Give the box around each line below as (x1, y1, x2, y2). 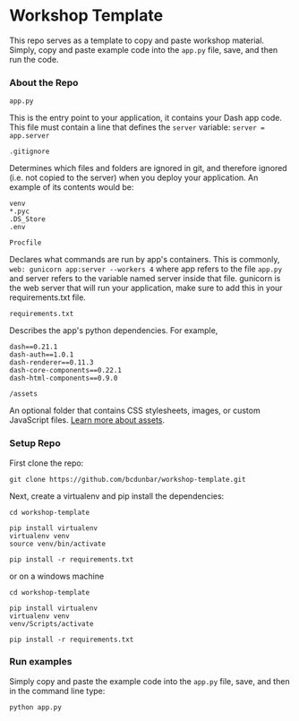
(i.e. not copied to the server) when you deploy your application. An (9, 172, 259, 184)
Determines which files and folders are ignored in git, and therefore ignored (9, 163, 288, 174)
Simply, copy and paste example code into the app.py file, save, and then (9, 44, 278, 55)
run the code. (9, 54, 59, 64)
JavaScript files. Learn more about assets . (9, 415, 166, 425)
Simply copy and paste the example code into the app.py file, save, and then (9, 675, 290, 686)
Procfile (9, 238, 42, 247)
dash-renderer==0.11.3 (9, 358, 94, 367)
